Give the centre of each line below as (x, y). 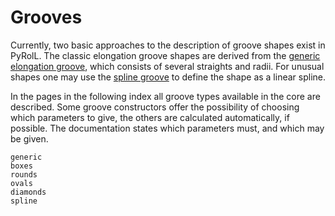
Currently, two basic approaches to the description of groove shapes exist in (168, 45)
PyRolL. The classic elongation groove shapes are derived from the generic (165, 55)
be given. (29, 138)
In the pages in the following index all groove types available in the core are (165, 96)
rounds (24, 174)
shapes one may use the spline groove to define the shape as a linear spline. (168, 77)
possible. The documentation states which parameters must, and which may (167, 128)
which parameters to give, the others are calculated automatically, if (150, 117)
